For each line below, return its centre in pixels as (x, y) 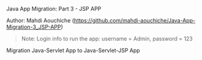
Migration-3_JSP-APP (34, 27)
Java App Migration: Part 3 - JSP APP (54, 9)
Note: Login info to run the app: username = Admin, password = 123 (107, 38)
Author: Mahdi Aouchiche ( (40, 20)
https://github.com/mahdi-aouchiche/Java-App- (135, 20)
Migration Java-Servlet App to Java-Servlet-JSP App (73, 50)
